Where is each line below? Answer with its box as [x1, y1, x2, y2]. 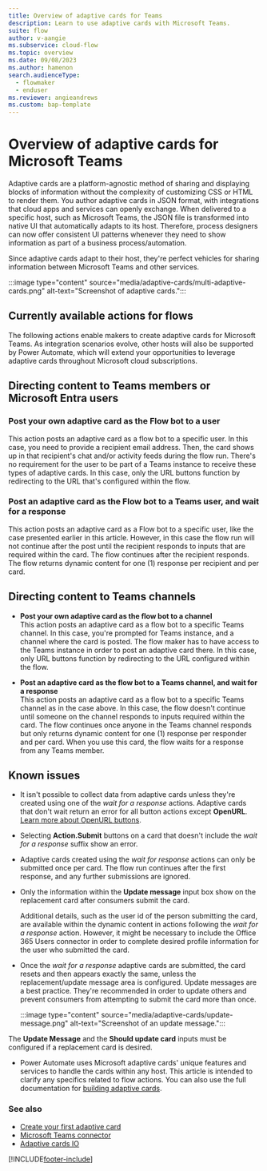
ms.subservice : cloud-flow [8, 42, 98, 50]
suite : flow [8, 26, 48, 34]
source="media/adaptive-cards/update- [101, 1010, 233, 1020]
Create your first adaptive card [19, 1121, 122, 1131]
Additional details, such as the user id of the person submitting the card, [19, 911, 258, 921]
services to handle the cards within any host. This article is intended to [19, 1066, 253, 1076]
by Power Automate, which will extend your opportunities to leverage [8, 347, 236, 356]
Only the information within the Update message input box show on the [19, 887, 257, 897]
